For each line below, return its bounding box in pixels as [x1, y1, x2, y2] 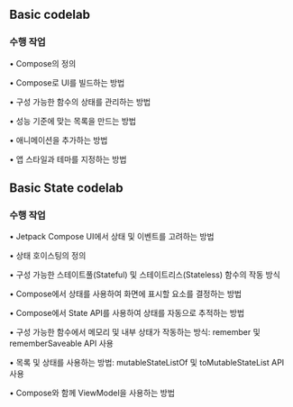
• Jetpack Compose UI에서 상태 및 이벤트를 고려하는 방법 [9, 231, 215, 242]
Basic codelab [9, 7, 90, 23]
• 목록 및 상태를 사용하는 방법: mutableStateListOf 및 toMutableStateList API [9, 357, 285, 368]
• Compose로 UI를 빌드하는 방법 [9, 77, 125, 88]
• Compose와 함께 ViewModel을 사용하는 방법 [9, 387, 176, 399]
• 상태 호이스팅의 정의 [9, 250, 87, 261]
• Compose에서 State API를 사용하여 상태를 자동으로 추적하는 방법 [9, 308, 245, 319]
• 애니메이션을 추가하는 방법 [9, 134, 108, 145]
